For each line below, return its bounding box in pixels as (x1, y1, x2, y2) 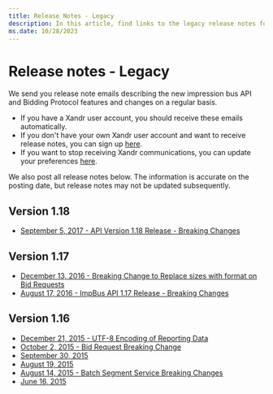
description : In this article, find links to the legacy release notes (8, 19, 256, 28)
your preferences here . (19, 156, 97, 167)
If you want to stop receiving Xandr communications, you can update (19, 148, 252, 158)
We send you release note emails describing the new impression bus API (8, 89, 252, 98)
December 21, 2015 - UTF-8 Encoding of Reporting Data (19, 333, 209, 343)
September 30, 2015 (19, 350, 89, 360)
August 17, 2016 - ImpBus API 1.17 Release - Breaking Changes (19, 288, 229, 297)
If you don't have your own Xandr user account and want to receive (19, 131, 246, 141)
